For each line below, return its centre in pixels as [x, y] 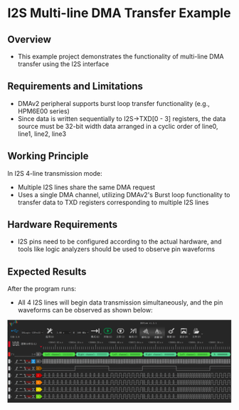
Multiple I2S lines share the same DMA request [86, 187]
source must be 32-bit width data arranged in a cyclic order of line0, [118, 126]
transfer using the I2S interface [63, 64]
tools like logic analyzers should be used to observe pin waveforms [116, 249]
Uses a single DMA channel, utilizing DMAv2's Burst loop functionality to [124, 194]
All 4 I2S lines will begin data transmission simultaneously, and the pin [120, 303]
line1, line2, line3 [42, 134]
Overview [30, 40]
